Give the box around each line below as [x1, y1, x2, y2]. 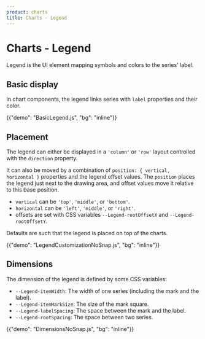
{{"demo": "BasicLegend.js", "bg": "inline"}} [6, 114, 117, 122]
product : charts [6, 9, 48, 15]
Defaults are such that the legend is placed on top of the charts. [6, 230, 168, 237]
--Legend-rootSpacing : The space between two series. [15, 313, 153, 321]
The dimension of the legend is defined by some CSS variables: [6, 275, 168, 282]
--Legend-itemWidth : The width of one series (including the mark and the [15, 287, 199, 295]
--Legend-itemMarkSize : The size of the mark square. [15, 300, 149, 308]
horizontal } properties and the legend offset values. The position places [6, 173, 195, 181]
